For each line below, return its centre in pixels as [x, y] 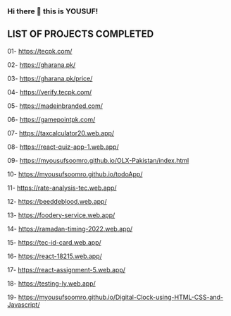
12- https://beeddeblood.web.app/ [57, 201]
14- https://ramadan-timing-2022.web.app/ [70, 229]
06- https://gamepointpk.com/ [51, 119]
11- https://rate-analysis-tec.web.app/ [62, 188]
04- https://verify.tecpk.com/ [50, 92]
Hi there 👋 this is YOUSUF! [53, 11]
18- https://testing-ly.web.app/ [52, 283]
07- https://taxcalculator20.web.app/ [61, 133]
